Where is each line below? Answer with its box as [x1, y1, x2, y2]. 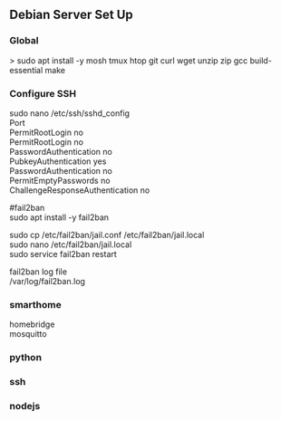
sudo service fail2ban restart [9, 248, 118, 259]
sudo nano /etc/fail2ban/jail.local [9, 239, 132, 250]
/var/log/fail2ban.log [9, 275, 86, 286]
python [9, 351, 43, 364]
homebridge [9, 319, 55, 330]
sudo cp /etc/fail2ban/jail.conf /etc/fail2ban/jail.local [9, 229, 205, 240]
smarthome [9, 298, 62, 311]
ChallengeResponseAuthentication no [9, 185, 150, 196]
